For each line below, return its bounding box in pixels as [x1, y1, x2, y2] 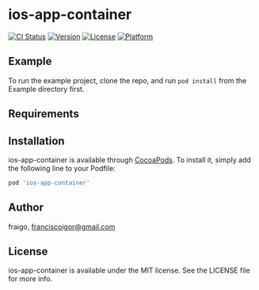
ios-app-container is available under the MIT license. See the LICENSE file [8, 265, 251, 275]
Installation [8, 134, 65, 147]
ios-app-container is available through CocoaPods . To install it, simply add [8, 155, 251, 164]
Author [8, 200, 44, 215]
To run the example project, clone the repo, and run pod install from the [8, 75, 247, 85]
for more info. [8, 274, 53, 284]
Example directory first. [8, 84, 85, 93]
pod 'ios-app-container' [8, 178, 90, 187]
